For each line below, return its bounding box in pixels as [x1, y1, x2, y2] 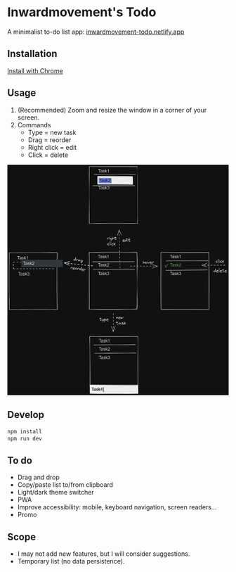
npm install [7, 428, 42, 436]
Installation [7, 48, 58, 60]
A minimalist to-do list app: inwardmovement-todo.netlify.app [7, 27, 185, 36]
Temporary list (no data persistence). [17, 557, 125, 565]
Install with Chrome [7, 66, 63, 75]
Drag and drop [17, 473, 60, 482]
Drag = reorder [27, 135, 72, 144]
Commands [17, 120, 51, 129]
